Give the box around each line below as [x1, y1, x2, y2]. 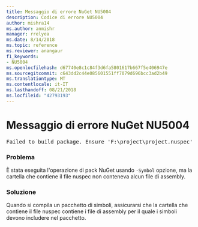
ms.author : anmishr [6, 25, 55, 32]
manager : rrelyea [6, 31, 50, 37]
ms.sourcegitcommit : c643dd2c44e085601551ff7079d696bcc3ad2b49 [6, 70, 168, 76]
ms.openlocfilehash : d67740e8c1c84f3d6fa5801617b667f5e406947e [6, 64, 168, 71]
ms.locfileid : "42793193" [6, 92, 71, 98]
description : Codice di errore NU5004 [6, 14, 103, 20]
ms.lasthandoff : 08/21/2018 [6, 87, 77, 93]
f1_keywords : [6, 53, 39, 59]
